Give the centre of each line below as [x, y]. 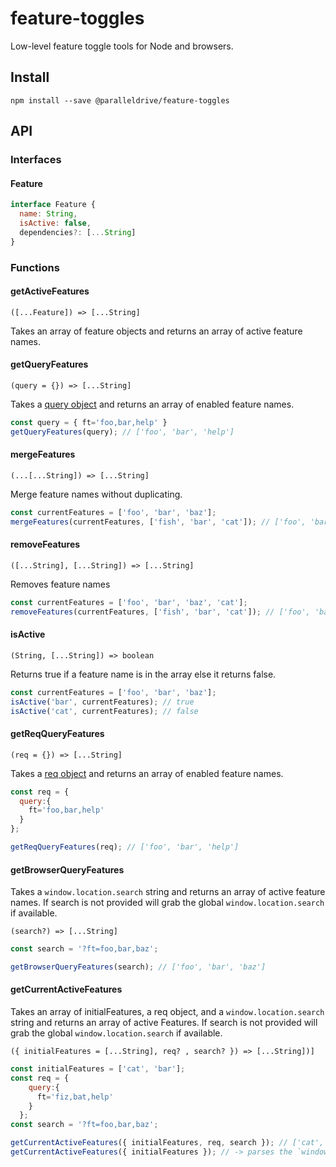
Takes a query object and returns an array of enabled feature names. [152, 404]
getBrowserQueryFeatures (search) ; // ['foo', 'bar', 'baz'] [138, 967]
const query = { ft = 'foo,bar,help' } [89, 422]
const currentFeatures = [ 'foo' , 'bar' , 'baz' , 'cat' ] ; [129, 602]
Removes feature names [60, 584]
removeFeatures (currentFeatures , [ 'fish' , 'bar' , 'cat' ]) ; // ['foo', [160, 612]
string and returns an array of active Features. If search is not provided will [164, 1023]
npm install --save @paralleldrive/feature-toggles [120, 100]
